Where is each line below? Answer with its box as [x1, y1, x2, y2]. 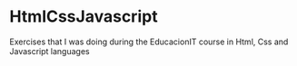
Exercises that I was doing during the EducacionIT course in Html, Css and [9, 36, 289, 47]
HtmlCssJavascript [9, 6, 158, 27]
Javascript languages [9, 45, 90, 56]
